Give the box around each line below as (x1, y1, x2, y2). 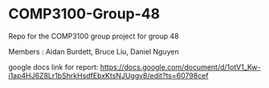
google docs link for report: (8, 62, 99, 72)
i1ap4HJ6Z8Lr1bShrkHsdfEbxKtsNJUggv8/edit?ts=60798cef (8, 70, 209, 80)
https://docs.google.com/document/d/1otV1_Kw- (100, 62, 261, 72)
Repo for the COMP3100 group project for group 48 (8, 31, 179, 41)
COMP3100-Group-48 (8, 5, 161, 23)
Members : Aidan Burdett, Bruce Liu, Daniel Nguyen (8, 46, 179, 56)
